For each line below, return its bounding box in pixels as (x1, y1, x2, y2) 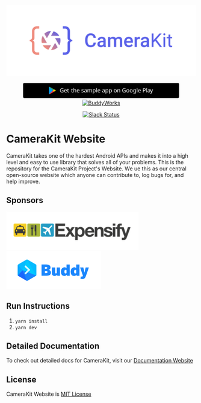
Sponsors (6, 195, 43, 205)
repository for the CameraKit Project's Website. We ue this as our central (6, 165, 187, 172)
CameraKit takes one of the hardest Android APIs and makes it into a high (6, 152, 188, 159)
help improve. (6, 178, 40, 185)
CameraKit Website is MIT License (6, 390, 91, 398)
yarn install (14, 318, 48, 324)
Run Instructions (6, 301, 70, 311)
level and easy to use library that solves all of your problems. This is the (6, 158, 184, 166)
